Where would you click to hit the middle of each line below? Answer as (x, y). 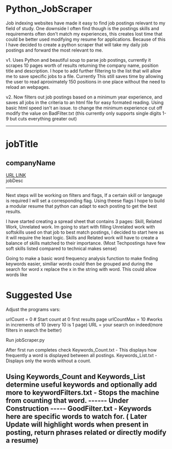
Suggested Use (39, 295)
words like (17, 275)
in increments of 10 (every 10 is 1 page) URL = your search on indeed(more (84, 325)
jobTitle (22, 144)
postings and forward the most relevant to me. (55, 50)
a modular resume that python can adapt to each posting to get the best (81, 206)
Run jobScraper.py (25, 340)
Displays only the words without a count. (48, 361)
